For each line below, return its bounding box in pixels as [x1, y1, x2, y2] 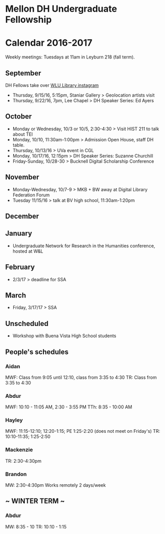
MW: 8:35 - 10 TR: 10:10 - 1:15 [5, 523, 67, 529]
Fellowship [5, 14, 52, 25]
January [5, 229, 32, 238]
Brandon [5, 470, 27, 478]
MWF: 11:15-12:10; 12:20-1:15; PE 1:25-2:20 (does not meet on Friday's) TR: [5, 428, 160, 434]
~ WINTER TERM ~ [5, 497, 65, 506]
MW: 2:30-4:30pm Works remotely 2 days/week [5, 482, 106, 488]
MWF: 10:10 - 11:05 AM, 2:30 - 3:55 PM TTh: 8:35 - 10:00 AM [5, 404, 133, 410]
